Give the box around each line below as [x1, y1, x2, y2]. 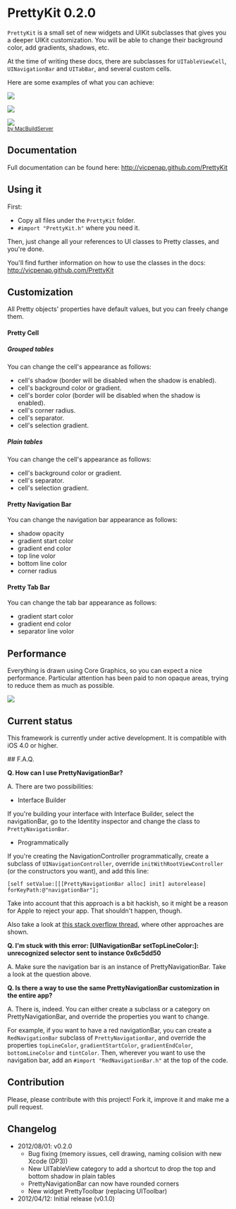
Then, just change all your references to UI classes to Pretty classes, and [7, 237, 220, 245]
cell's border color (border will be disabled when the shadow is [17, 391, 201, 399]
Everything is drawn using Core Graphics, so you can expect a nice [7, 667, 203, 675]
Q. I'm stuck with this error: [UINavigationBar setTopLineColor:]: [7, 941, 199, 949]
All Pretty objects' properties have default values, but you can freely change [7, 305, 229, 313]
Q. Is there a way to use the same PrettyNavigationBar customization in [7, 983, 220, 992]
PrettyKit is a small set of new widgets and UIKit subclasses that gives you [7, 28, 227, 37]
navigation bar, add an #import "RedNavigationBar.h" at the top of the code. [7, 1056, 228, 1064]
